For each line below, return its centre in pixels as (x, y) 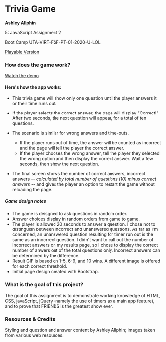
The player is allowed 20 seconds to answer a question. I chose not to (84, 224)
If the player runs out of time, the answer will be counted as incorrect (90, 143)
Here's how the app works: (33, 87)
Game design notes (26, 201)
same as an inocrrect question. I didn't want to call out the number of (83, 240)
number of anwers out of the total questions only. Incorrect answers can (86, 250)
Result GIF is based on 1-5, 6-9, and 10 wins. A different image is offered (86, 261)
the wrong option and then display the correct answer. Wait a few (86, 159)
